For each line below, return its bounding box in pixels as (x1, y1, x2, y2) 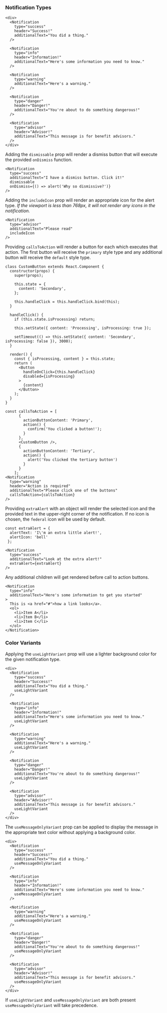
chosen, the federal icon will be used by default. (5, 516, 106, 523)
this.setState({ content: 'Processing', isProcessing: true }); (14, 325, 151, 331)
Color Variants (5, 639, 41, 646)
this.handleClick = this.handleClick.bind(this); (14, 299, 120, 304)
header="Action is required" (10, 483, 71, 489)
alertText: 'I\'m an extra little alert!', (10, 531, 102, 536)
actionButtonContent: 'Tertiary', (23, 448, 95, 454)
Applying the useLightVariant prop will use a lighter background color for (5, 651, 157, 657)
